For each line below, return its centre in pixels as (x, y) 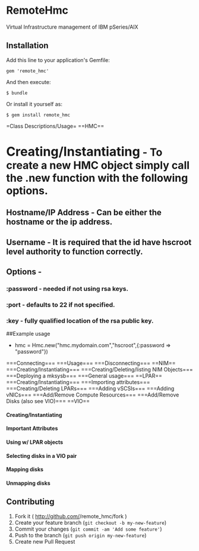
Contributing (30, 502)
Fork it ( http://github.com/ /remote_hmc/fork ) (71, 516)
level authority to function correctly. (75, 251)
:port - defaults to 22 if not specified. (61, 305)
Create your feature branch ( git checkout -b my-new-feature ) (91, 522)
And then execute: (29, 82)
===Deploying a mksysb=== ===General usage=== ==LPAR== (84, 376)
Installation (27, 46)
